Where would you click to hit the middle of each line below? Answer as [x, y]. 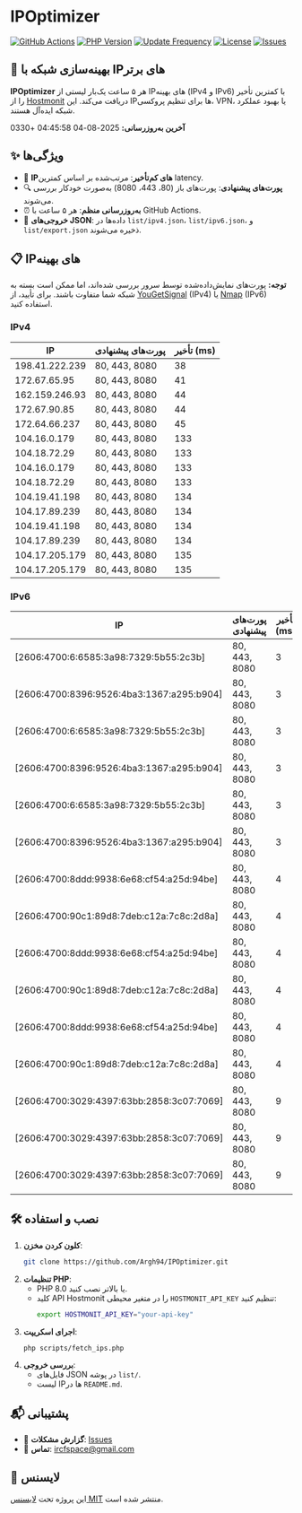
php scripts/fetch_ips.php [73, 1348]
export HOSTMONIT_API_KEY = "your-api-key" [115, 1314]
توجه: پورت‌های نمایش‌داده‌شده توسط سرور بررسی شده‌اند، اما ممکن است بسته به [148, 285]
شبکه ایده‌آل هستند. [43, 110]
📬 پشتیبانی [39, 1413]
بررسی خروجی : [49, 1365]
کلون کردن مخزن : [53, 1245]
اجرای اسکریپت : [50, 1331]
